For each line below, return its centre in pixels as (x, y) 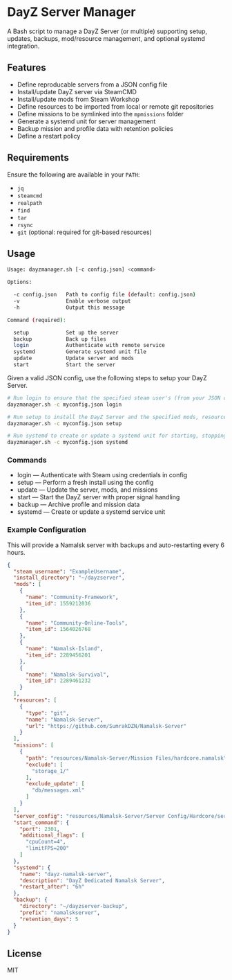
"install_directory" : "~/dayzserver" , (69, 578)
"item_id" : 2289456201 (58, 655)
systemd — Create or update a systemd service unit (91, 512)
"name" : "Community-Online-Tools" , (77, 623)
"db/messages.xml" (58, 790)
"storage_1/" (51, 771)
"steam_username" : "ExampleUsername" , (69, 571)
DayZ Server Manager (71, 12)
